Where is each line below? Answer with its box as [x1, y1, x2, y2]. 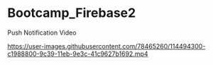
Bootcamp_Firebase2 [7, 5, 136, 21]
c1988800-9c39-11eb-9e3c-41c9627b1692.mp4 [7, 49, 148, 58]
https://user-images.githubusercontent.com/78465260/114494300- [7, 42, 206, 50]
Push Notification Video [7, 28, 77, 37]
